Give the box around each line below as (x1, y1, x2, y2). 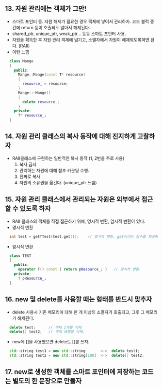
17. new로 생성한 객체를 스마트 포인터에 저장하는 (5, 368, 141, 376)
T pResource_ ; (17, 276, 47, 281)
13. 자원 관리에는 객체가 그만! (5, 4, 87, 13)
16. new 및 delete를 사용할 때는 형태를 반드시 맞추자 (5, 295, 152, 304)
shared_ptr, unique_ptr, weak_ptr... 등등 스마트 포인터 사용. (12, 31, 126, 37)
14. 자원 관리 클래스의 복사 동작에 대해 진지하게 (5, 132, 136, 140)
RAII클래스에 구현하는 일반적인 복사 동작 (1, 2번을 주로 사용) (12, 155, 125, 161)
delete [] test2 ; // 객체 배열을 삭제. (9, 330, 85, 334)
